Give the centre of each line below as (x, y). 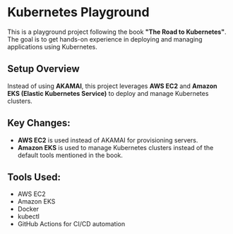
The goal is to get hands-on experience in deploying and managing (105, 39)
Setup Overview (43, 69)
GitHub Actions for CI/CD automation (71, 224)
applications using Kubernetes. (52, 47)
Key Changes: (39, 123)
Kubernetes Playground (78, 12)
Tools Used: (34, 177)
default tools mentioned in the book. (70, 155)
